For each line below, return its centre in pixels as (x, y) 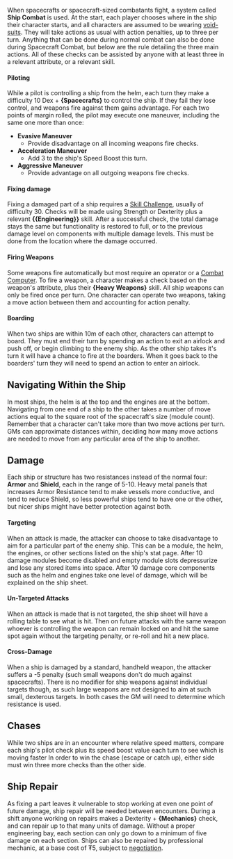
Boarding (21, 318)
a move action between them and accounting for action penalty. (99, 302)
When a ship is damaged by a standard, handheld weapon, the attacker (110, 667)
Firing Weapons (31, 257)
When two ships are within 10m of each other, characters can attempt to (111, 334)
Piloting (18, 77)
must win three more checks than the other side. (77, 764)
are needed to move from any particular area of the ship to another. (104, 439)
